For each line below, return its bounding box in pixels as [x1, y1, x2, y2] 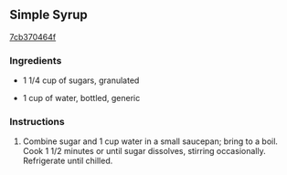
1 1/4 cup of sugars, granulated [22, 75, 140, 86]
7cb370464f [9, 31, 57, 42]
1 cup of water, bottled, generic [22, 93, 141, 104]
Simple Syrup [9, 7, 89, 23]
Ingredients [9, 54, 62, 67]
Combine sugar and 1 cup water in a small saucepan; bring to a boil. [22, 136, 279, 147]
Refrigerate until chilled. [22, 155, 113, 167]
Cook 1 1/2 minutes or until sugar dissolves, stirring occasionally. [22, 146, 267, 157]
